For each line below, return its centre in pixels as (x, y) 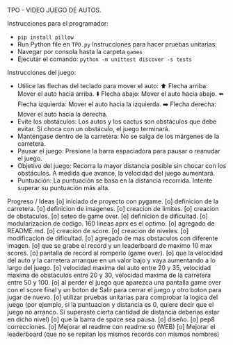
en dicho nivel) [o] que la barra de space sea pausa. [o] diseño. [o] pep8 (111, 319)
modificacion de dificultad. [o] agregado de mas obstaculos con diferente (113, 238)
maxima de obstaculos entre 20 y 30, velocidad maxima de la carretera (109, 275)
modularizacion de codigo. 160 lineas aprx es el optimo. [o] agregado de (111, 224)
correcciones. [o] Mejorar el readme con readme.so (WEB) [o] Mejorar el (111, 327)
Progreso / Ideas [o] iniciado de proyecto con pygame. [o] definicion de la (113, 201)
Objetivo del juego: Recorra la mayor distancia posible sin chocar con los (122, 166)
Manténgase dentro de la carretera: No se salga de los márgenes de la (118, 136)
